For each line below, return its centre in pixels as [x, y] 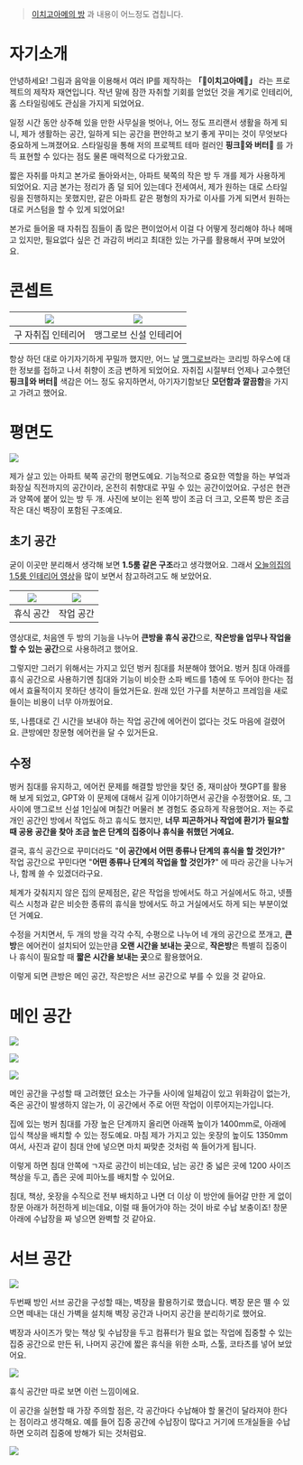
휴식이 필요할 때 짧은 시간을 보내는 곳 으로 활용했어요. [110, 957]
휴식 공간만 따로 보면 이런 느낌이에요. [74, 1391]
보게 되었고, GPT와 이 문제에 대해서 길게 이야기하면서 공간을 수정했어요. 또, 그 [155, 798]
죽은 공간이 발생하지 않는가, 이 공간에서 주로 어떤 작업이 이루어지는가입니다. [142, 1105]
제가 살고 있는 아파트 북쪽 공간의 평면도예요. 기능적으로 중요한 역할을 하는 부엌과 [150, 476]
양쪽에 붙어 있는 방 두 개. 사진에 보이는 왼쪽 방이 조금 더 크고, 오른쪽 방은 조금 [154, 498]
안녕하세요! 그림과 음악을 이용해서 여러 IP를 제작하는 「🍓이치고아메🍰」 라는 [142, 80]
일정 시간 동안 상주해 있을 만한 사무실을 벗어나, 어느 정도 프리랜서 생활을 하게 [144, 122]
